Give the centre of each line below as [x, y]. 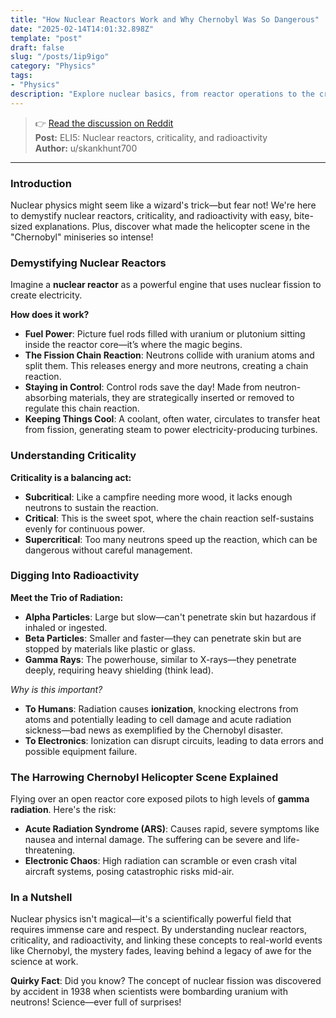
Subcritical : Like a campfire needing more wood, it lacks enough [158, 497]
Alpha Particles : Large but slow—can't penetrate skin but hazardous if [170, 617]
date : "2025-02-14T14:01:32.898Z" [82, 29]
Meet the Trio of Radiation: [67, 597]
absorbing [46, 398]
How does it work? [50, 315]
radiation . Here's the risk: [63, 810]
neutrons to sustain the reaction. [91, 507]
